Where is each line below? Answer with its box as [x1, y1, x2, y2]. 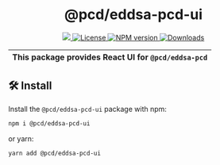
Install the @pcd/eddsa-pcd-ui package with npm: [8, 104, 167, 113]
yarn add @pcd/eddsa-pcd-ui [8, 149, 102, 157]
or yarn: [8, 133, 34, 144]
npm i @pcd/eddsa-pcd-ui [8, 119, 91, 128]
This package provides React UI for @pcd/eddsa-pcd [12, 52, 208, 63]
